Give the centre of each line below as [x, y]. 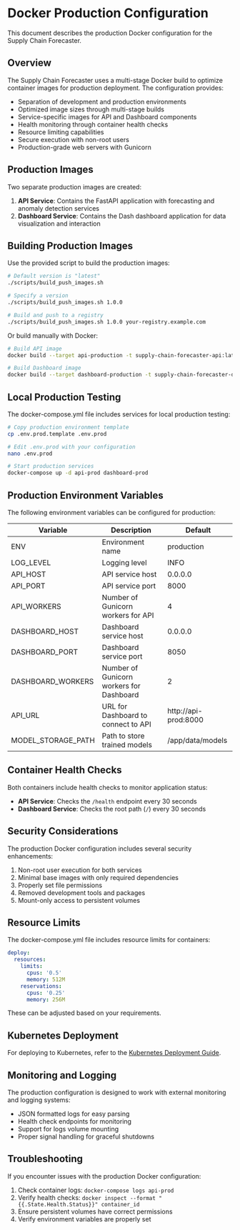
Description [131, 530]
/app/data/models [197, 740]
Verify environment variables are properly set [84, 1219]
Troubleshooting [45, 1159]
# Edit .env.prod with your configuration [71, 447]
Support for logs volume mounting [68, 1129]
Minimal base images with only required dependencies [98, 877]
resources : [30, 960]
